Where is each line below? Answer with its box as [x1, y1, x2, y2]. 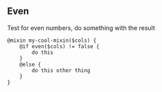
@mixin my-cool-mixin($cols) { [7, 37, 97, 44]
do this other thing [32, 67, 91, 74]
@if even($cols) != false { [19, 43, 100, 50]
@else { [19, 61, 41, 68]
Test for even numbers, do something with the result [7, 23, 156, 32]
